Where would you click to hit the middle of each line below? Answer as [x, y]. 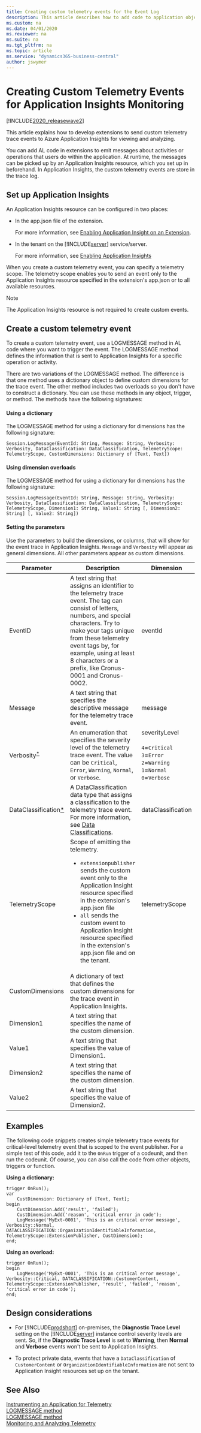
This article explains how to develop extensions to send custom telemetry [97, 133]
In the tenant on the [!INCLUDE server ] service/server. [81, 244]
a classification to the [100, 802]
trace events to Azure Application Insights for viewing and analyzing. [91, 139]
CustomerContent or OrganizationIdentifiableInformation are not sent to [104, 1365]
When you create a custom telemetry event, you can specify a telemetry [95, 267]
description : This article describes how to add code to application [95, 17]
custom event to [103, 923]
